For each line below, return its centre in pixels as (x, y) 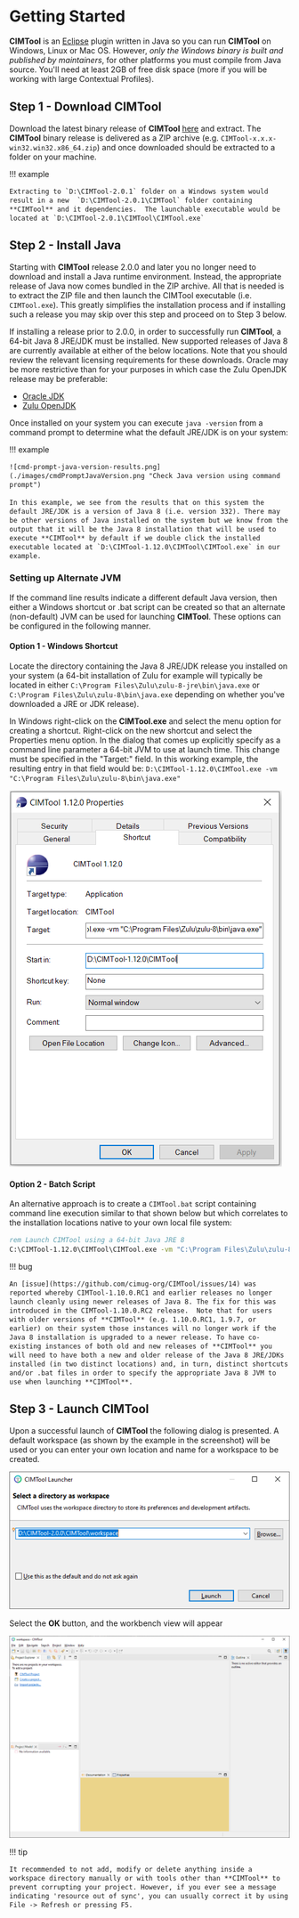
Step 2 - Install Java (65, 245)
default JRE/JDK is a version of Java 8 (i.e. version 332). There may (145, 511)
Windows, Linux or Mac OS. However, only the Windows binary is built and (146, 50)
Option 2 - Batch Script (53, 1184)
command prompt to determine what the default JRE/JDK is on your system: (149, 432)
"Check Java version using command (214, 475)
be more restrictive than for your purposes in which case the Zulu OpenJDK (148, 369)
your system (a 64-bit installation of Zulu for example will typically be (136, 676)
